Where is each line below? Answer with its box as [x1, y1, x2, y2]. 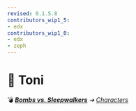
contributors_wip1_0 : [7, 29, 70, 37]
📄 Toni [7, 72, 44, 88]
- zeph [7, 42, 27, 49]
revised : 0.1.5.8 [7, 10, 58, 17]
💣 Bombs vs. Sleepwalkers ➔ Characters [7, 95, 129, 104]
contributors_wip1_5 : [7, 17, 70, 24]
